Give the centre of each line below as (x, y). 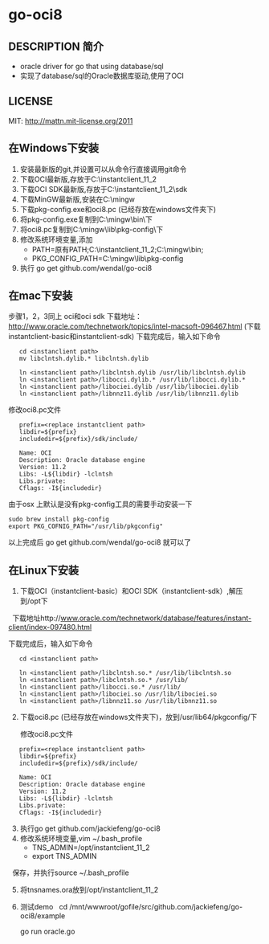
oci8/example (43, 916)
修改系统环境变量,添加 (56, 239)
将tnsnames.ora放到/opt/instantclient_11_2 (89, 890)
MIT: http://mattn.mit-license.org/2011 (71, 121)
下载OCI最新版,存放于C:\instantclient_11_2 (88, 179)
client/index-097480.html (50, 627)
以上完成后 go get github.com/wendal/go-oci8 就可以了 (100, 542)
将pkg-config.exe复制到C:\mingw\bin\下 (86, 219)
